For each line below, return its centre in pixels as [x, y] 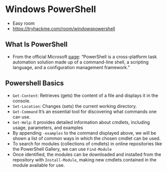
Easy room [24, 23]
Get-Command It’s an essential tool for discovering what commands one [85, 111]
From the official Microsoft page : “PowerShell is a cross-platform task [85, 56]
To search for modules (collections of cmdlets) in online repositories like [87, 144]
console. [21, 101]
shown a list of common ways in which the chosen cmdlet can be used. [87, 138]
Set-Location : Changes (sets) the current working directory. [75, 106]
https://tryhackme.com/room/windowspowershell [64, 28]
